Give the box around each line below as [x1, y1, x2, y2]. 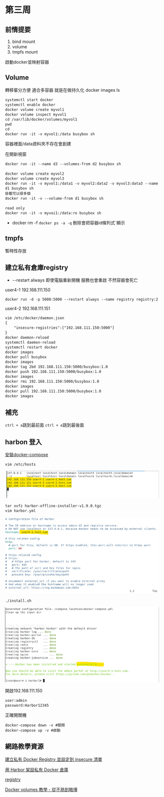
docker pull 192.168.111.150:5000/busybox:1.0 [5, 389, 102, 394]
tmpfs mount [12, 49, 38, 55]
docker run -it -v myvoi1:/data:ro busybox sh [5, 210, 102, 215]
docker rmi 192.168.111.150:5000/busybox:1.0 [5, 379, 99, 384]
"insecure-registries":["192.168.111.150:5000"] [14, 326, 115, 330]
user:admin [5, 698, 27, 703]
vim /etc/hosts [5, 462, 36, 467]
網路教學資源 [5, 742, 44, 751]
